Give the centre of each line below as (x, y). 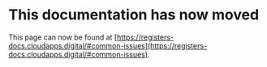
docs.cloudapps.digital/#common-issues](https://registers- (108, 45)
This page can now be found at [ (63, 37)
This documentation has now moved (134, 15)
